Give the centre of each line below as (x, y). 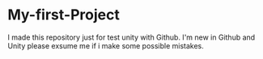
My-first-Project (64, 15)
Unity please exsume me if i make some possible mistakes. (106, 45)
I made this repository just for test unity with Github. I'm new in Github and (131, 37)
